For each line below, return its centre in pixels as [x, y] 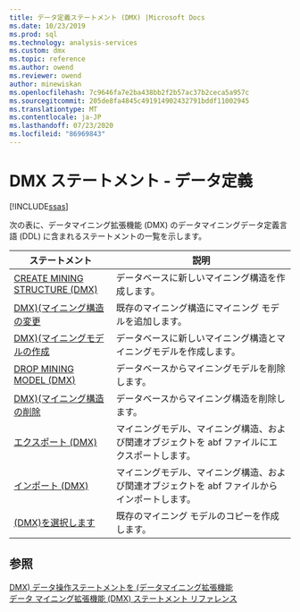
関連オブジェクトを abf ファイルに [197, 442]
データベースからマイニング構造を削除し [200, 398]
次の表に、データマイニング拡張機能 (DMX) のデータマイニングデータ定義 [144, 225]
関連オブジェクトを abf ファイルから [201, 486]
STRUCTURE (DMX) [56, 289]
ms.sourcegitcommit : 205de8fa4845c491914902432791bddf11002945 [129, 101]
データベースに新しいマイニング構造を [196, 277]
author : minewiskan [46, 84]
